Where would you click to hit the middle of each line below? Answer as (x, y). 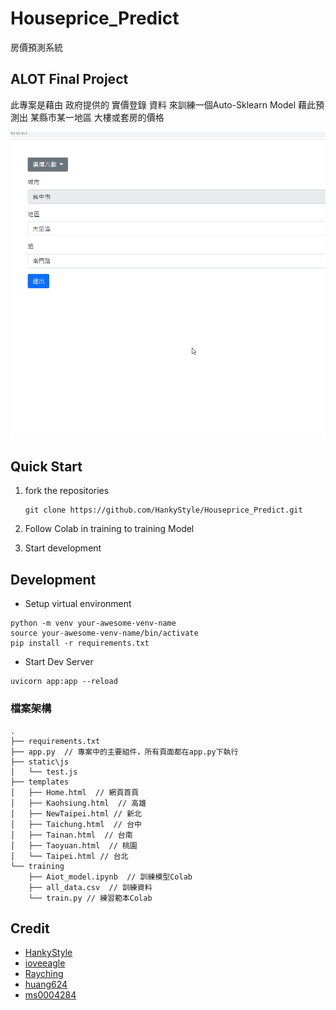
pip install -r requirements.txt (80, 643)
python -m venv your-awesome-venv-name (93, 623)
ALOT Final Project (69, 79)
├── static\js (40, 762)
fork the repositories (67, 491)
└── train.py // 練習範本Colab (90, 898)
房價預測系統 (36, 47)
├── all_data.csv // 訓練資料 (90, 887)
